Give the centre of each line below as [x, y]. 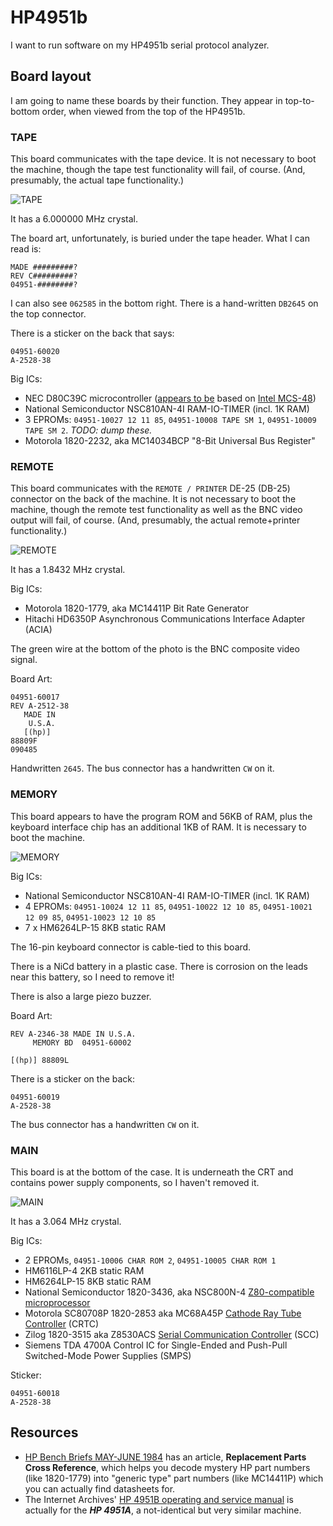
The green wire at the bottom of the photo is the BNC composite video [155, 649]
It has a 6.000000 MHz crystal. [74, 219]
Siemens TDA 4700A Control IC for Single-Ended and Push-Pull [156, 1345]
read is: [26, 249]
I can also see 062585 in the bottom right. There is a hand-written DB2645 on [164, 303]
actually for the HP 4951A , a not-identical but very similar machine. [163, 1510]
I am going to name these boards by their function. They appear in [146, 100]
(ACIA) [38, 630]
